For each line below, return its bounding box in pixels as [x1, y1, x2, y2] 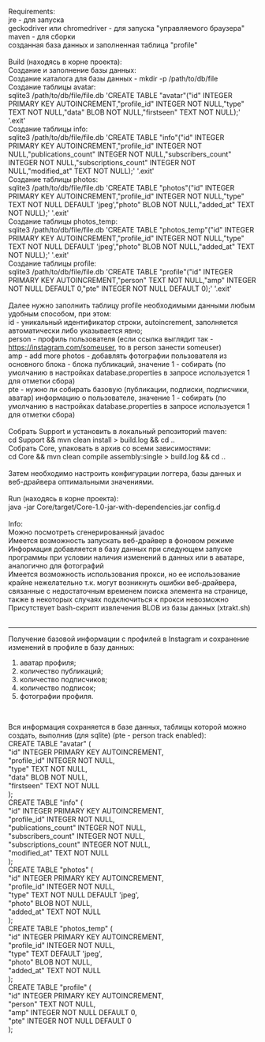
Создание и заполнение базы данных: [8, 66, 136, 74]
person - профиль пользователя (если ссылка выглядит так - [8, 334, 214, 343]
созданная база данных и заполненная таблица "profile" [8, 40, 198, 50]
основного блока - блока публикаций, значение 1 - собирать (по [8, 360, 226, 368]
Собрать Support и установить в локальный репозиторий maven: [8, 427, 227, 436]
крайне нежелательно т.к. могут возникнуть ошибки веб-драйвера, [8, 578, 237, 587]
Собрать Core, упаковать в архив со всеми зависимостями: [8, 444, 211, 453]
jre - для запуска [8, 15, 65, 25]
